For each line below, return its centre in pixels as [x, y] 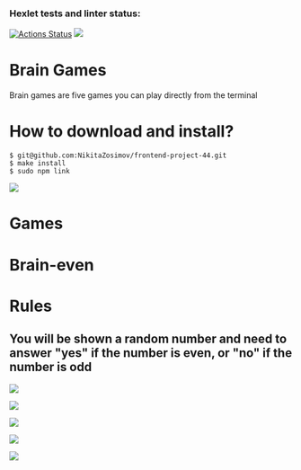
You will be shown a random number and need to [148, 339]
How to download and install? [122, 132]
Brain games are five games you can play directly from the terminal [133, 95]
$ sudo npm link [40, 172]
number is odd [51, 367]
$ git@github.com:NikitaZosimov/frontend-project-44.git [118, 155]
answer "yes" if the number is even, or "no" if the [151, 353]
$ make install [38, 164]
